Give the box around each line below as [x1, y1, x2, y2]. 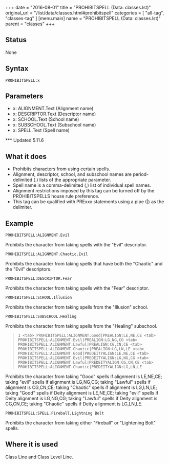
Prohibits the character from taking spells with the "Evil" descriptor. [5, 242, 147, 248]
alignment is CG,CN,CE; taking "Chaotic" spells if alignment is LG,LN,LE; [5, 384, 157, 390]
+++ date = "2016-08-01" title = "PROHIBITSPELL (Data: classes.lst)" [5, 5, 151, 10]
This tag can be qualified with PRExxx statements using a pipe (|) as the [12, 199, 164, 205]
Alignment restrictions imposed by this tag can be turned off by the [12, 188, 155, 194]
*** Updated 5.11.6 [5, 137, 45, 144]
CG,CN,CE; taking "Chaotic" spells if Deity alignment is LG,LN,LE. [5, 401, 143, 407]
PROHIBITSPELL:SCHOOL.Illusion [5, 295, 72, 300]
